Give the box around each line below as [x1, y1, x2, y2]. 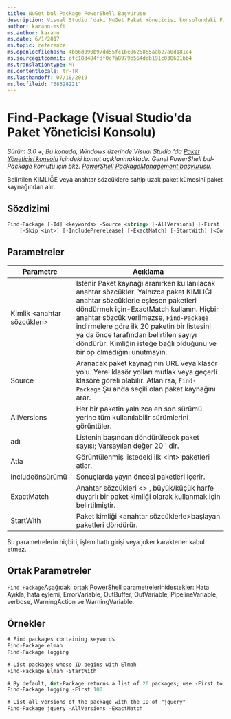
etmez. [7, 545, 27, 553]
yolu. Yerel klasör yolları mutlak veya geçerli [76, 367, 218, 376]
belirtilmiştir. [76, 500, 116, 510]
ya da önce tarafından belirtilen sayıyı [76, 330, 197, 339]
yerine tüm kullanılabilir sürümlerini [76, 412, 189, 422]
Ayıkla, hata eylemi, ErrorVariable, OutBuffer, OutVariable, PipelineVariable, [7, 590, 218, 599]
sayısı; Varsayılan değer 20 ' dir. [76, 441, 180, 451]
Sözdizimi [7, 202, 50, 214]
